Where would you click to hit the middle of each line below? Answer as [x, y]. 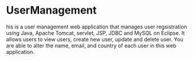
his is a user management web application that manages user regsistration [97, 27]
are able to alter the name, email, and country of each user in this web [91, 46]
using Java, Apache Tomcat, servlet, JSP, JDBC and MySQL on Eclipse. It [95, 33]
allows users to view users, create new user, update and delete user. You [95, 39]
